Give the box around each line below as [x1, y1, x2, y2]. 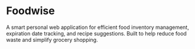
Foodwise [6, 4, 55, 18]
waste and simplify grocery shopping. [6, 36, 99, 43]
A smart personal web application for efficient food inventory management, [6, 24, 189, 31]
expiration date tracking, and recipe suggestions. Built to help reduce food [6, 30, 187, 37]
